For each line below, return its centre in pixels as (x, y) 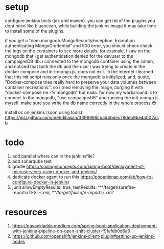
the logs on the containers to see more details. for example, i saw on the (78, 51)
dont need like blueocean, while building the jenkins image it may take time (81, 25)
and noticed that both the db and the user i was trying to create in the (75, 66)
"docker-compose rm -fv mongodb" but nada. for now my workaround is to (81, 92)
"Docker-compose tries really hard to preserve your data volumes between (81, 82)
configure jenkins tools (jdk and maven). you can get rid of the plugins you (80, 21)
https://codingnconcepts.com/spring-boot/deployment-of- (86, 166)
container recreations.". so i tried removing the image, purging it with (74, 87)
